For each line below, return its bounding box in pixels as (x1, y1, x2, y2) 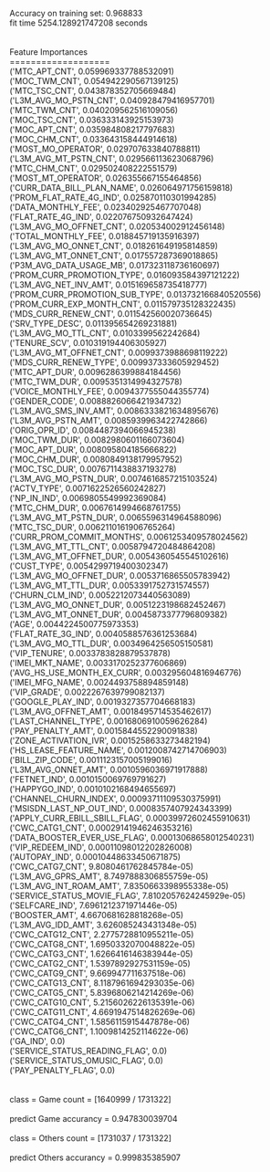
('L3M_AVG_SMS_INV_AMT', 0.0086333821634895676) (9, 405, 219, 416)
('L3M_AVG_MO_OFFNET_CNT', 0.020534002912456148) (9, 221, 225, 232)
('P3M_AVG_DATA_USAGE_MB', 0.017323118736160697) (9, 260, 221, 270)
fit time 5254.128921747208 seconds (9, 17, 148, 28)
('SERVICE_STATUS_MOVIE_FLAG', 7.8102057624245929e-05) (9, 890, 246, 901)
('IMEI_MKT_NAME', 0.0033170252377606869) (9, 657, 187, 668)
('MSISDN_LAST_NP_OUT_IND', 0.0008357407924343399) (9, 803, 233, 813)
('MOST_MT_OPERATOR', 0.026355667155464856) (9, 173, 202, 183)
